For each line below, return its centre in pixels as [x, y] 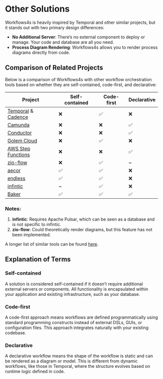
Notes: [13, 208]
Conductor [20, 133]
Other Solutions [37, 9]
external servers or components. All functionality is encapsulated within [77, 289]
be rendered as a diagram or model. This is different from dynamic [72, 361]
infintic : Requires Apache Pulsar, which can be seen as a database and [83, 219]
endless [16, 178]
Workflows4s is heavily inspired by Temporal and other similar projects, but [80, 22]
